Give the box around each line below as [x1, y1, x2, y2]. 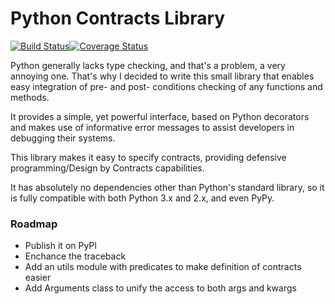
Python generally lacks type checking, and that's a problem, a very [10, 59, 286, 71]
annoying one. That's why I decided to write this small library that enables [10, 70, 315, 82]
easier [24, 272, 52, 284]
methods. [10, 91, 50, 103]
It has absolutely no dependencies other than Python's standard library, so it [10, 181, 325, 193]
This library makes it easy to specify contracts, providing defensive [10, 151, 287, 163]
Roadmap [10, 217, 58, 231]
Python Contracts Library [10, 7, 226, 30]
